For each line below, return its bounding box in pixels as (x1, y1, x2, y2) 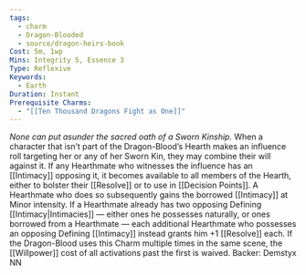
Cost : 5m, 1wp (9, 47, 64, 56)
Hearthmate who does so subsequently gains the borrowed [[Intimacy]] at (9, 189, 289, 200)
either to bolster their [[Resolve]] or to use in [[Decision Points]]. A (9, 179, 259, 191)
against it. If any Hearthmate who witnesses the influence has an (9, 160, 253, 171)
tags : (9, 13, 30, 23)
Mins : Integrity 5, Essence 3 (9, 56, 125, 65)
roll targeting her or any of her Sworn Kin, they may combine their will (9, 151, 271, 162)
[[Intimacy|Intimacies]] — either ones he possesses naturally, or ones (9, 209, 271, 219)
